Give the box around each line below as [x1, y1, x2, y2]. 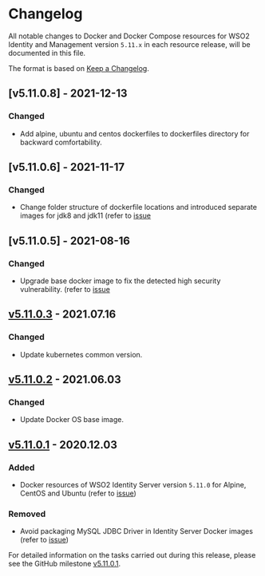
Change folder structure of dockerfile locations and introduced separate [19, 203, 258, 212]
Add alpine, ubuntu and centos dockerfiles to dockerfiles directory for [19, 128, 250, 138]
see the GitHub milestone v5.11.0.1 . [8, 559, 121, 569]
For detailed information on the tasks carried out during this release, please [8, 550, 256, 560]
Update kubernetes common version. [19, 349, 143, 359]
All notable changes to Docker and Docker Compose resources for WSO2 [8, 31, 250, 41]
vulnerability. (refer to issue [19, 285, 110, 294]
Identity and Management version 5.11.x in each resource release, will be [8, 39, 251, 49]
